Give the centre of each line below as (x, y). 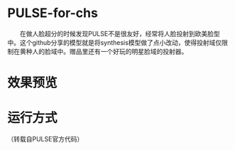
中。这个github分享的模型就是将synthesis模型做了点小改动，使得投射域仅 (115, 42)
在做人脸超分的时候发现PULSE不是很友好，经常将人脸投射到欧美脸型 (120, 33)
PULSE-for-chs (53, 13)
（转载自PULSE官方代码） (45, 139)
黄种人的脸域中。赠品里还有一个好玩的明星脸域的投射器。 (104, 51)
